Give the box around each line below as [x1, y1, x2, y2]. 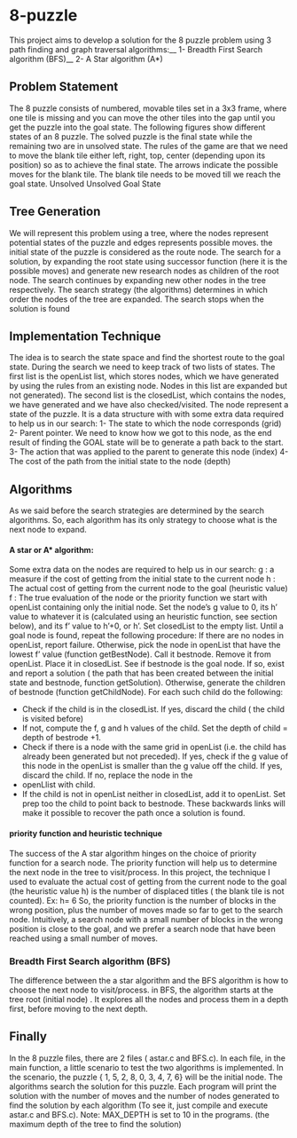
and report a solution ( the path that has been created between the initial [9, 668, 274, 679]
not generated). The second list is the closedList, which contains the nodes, [9, 390, 286, 400]
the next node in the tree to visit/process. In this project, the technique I [9, 866, 270, 877]
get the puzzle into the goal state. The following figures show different [9, 122, 266, 132]
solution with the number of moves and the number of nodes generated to [9, 1090, 280, 1101]
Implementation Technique [9, 328, 161, 344]
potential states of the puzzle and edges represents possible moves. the [9, 237, 273, 248]
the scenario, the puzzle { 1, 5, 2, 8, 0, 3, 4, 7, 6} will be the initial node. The [9, 1071, 284, 1082]
